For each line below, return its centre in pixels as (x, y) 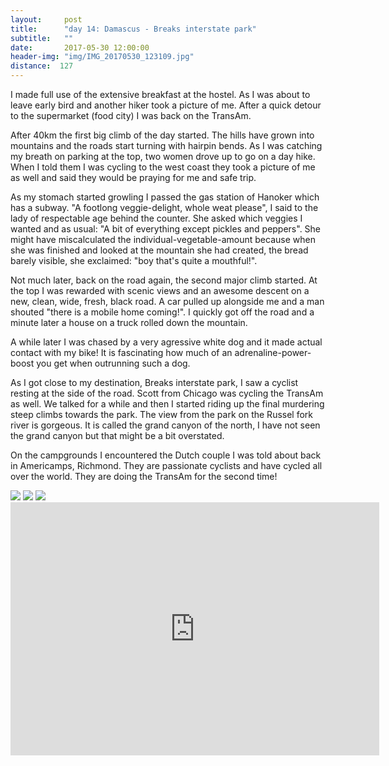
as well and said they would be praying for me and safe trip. (133, 177)
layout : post (46, 19)
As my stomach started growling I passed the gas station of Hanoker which (165, 197)
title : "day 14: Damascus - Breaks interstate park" (133, 29)
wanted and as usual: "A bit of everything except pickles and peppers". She (166, 229)
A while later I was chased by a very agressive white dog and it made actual (166, 342)
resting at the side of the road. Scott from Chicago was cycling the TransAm (167, 393)
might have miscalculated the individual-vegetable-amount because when (163, 239)
